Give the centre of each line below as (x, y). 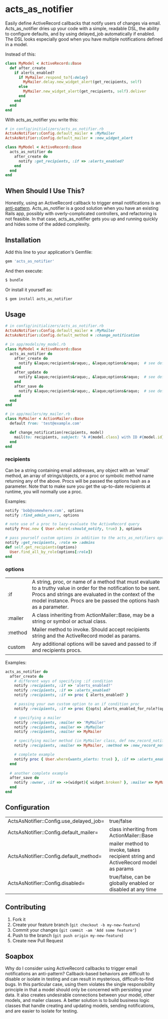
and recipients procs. (56, 650)
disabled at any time (133, 889)
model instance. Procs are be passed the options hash (95, 601)
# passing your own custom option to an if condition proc (77, 704)
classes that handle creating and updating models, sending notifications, (80, 1006)
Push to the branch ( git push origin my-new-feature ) (68, 935)
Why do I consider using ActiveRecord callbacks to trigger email (71, 968)
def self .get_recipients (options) (41, 547)
